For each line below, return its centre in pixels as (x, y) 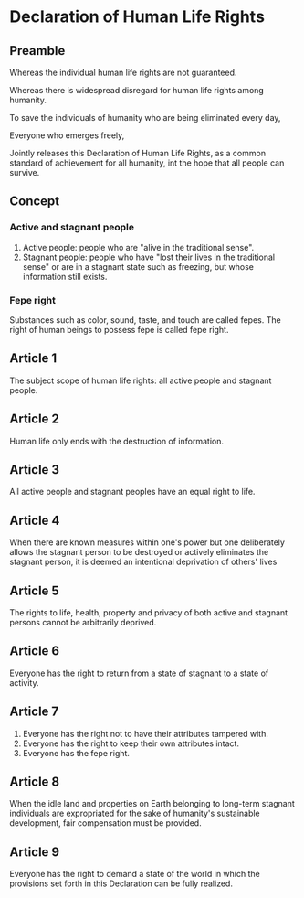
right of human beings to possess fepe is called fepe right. (119, 329)
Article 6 (35, 651)
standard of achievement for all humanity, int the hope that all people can (147, 163)
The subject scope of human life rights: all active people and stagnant (141, 380)
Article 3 (35, 470)
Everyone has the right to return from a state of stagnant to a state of (139, 673)
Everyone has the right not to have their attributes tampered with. (146, 733)
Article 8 (35, 782)
